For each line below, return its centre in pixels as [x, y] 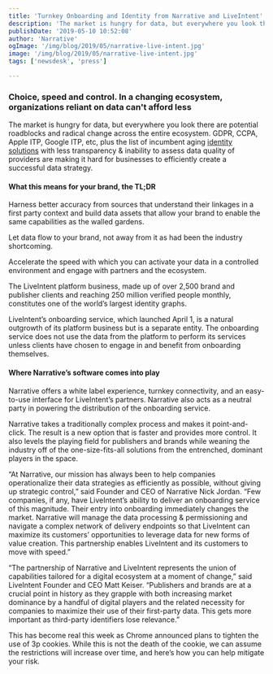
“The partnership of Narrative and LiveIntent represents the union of [123, 567]
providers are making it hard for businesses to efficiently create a [118, 159]
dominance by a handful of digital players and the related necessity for [127, 602]
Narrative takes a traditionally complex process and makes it [110, 424]
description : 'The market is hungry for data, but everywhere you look [132, 24]
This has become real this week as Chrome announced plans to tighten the [134, 635]
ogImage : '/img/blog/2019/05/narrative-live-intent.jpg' [107, 46]
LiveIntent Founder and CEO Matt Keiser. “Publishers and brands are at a [130, 585]
